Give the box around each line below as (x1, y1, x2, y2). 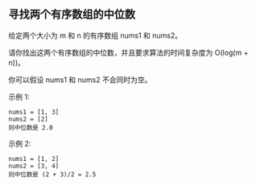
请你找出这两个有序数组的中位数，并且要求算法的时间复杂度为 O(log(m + (8, 48, 249, 57)
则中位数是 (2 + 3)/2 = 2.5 (8, 170, 97, 179)
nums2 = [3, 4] (8, 162, 60, 170)
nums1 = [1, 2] (8, 155, 60, 163)
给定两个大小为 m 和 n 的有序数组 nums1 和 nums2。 (8, 31, 183, 40)
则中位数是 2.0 (8, 123, 54, 131)
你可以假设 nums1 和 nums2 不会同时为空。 (8, 75, 152, 85)
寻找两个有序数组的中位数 (8, 7, 135, 22)
